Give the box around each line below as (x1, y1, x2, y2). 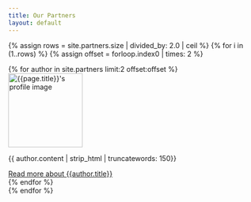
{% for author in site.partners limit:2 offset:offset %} (8, 64, 178, 73)
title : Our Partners (8, 11, 77, 20)
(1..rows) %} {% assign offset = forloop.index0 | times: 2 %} (8, 49, 203, 58)
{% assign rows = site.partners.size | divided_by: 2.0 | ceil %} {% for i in (8, 40, 244, 50)
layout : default (8, 19, 62, 27)
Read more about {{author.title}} (8, 169, 113, 178)
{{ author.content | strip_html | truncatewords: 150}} (8, 153, 177, 163)
